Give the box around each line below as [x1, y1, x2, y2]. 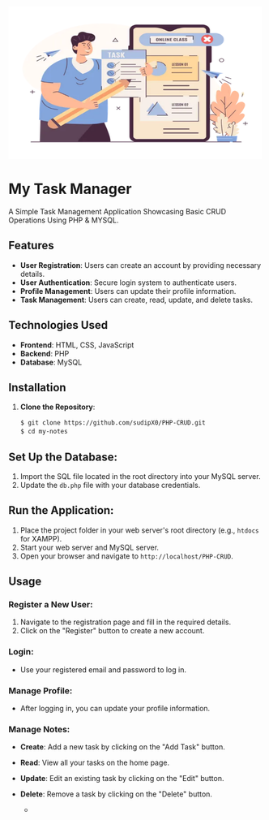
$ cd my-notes [19, 428, 68, 436]
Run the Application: [8, 503, 114, 517]
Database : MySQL [19, 357, 83, 367]
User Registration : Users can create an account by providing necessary [19, 260, 262, 270]
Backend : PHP [19, 348, 70, 358]
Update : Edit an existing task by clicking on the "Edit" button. [19, 774, 224, 783]
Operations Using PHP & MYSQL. [8, 215, 119, 225]
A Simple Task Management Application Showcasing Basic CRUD [8, 206, 227, 216]
